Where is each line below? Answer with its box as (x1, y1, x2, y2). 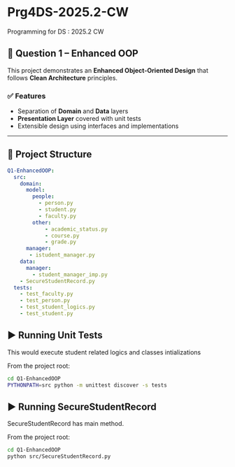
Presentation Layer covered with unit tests (17, 115, 141, 123)
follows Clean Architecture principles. (7, 73, 117, 82)
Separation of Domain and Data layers (17, 107, 129, 115)
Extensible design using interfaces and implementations (17, 122, 179, 130)
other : (32, 219, 52, 226)
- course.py (44, 232, 80, 239)
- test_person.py (20, 297, 71, 304)
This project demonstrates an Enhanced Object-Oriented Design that (7, 66, 208, 74)
